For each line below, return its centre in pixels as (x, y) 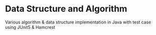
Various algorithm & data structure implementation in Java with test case (78, 22)
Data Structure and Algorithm (66, 9)
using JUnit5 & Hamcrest (30, 27)
